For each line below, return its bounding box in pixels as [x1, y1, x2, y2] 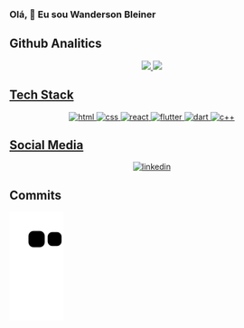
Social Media [9, 137, 84, 153]
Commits [9, 187, 61, 202]
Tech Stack [9, 88, 74, 103]
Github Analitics [9, 36, 102, 52]
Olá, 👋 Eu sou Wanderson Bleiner [9, 8, 156, 21]
